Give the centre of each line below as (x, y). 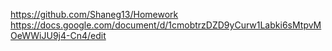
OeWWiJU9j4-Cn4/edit (58, 35)
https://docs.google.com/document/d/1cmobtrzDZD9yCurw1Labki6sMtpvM (166, 25)
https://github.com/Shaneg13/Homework (94, 14)
